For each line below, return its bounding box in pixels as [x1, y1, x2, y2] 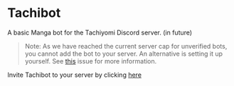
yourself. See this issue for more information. [24, 56, 157, 65]
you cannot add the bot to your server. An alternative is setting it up [24, 49, 223, 58]
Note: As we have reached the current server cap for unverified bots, [24, 42, 228, 50]
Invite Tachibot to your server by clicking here [7, 70, 142, 79]
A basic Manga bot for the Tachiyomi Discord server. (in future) [7, 28, 193, 37]
